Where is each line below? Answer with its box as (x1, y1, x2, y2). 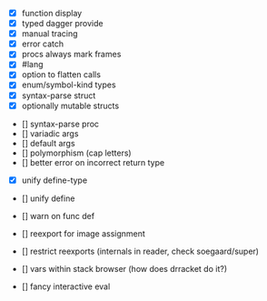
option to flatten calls (21, 69, 102, 80)
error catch (21, 38, 64, 49)
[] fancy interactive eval (21, 281, 111, 292)
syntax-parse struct (21, 90, 96, 101)
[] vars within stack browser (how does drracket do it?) (21, 263, 228, 274)
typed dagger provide (21, 18, 104, 29)
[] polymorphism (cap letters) (21, 147, 133, 158)
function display (21, 8, 83, 18)
